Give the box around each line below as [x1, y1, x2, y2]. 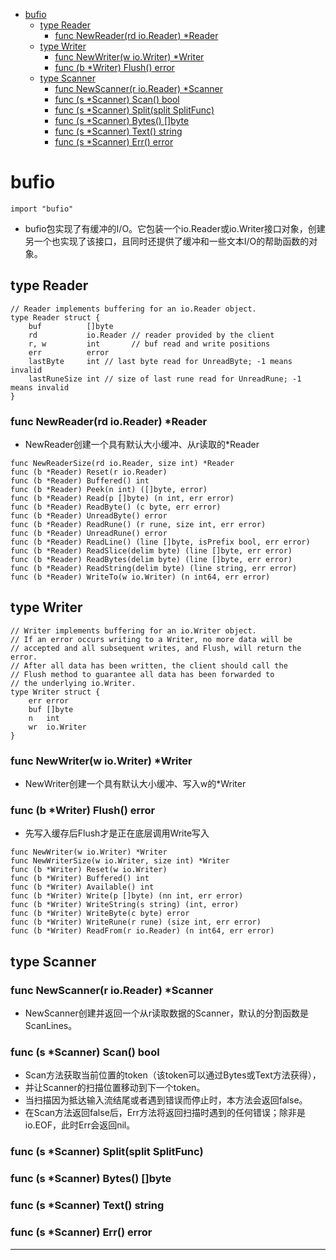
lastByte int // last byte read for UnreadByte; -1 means [28, 356, 293, 366]
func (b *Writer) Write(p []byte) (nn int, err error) [10, 891, 244, 901]
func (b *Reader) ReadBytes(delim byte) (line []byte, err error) [10, 555, 293, 565]
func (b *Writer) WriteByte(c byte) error [10, 909, 190, 919]
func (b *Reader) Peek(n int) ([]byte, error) [10, 485, 208, 495]
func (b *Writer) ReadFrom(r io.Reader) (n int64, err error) [10, 926, 275, 936]
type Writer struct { [10, 687, 101, 697]
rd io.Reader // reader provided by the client [28, 330, 275, 340]
